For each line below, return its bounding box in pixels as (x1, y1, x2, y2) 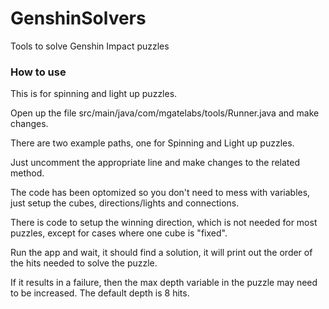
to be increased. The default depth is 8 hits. (10, 287, 190, 299)
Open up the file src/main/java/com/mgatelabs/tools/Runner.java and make (10, 107, 320, 119)
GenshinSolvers (10, 7, 147, 30)
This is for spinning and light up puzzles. (10, 88, 178, 100)
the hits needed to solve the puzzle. (10, 257, 158, 269)
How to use (10, 65, 67, 79)
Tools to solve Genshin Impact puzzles (10, 40, 170, 52)
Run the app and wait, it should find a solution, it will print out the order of (10, 247, 313, 259)
